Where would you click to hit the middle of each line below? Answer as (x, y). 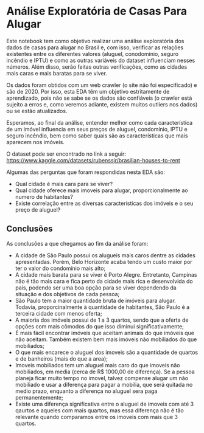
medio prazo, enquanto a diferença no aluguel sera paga (86, 391)
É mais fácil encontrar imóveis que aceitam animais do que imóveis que (105, 333)
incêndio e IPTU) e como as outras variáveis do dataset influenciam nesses (101, 60)
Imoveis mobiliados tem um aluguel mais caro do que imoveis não (97, 365)
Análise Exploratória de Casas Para (97, 11)
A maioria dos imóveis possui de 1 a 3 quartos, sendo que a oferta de (102, 320)
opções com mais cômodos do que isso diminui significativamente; (100, 326)
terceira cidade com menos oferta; (58, 313)
